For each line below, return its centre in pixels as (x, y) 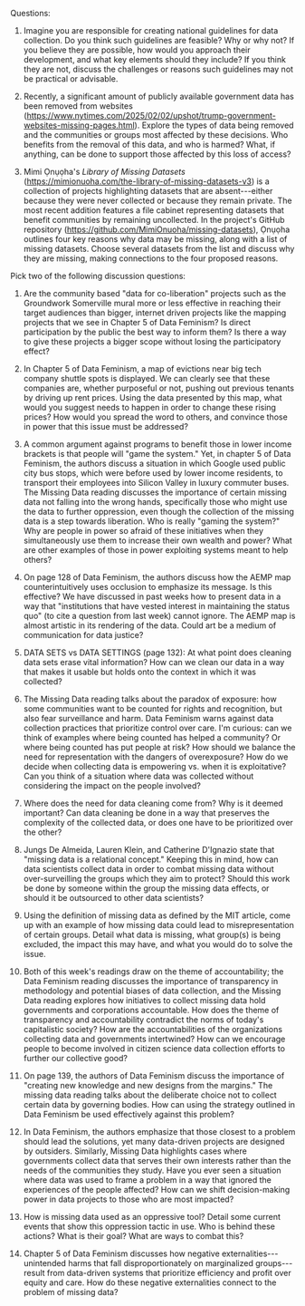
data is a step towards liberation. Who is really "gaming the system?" (152, 521)
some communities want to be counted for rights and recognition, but (153, 709)
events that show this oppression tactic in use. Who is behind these (149, 1226)
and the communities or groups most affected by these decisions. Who (156, 135)
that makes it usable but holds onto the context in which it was (140, 672)
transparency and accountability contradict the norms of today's (143, 1020)
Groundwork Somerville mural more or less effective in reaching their (152, 303)
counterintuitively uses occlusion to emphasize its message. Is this (148, 587)
